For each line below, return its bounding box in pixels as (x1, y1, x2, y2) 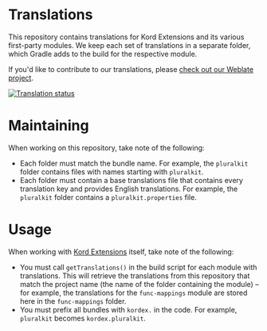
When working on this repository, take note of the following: (8, 142, 205, 153)
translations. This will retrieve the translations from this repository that (19, 270, 250, 281)
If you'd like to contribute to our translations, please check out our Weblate (8, 64, 253, 74)
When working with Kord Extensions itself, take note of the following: (8, 246, 234, 257)
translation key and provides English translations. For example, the (19, 184, 238, 193)
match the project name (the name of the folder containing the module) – (19, 279, 259, 289)
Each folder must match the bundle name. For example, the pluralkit (19, 158, 249, 168)
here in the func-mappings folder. (19, 296, 127, 305)
